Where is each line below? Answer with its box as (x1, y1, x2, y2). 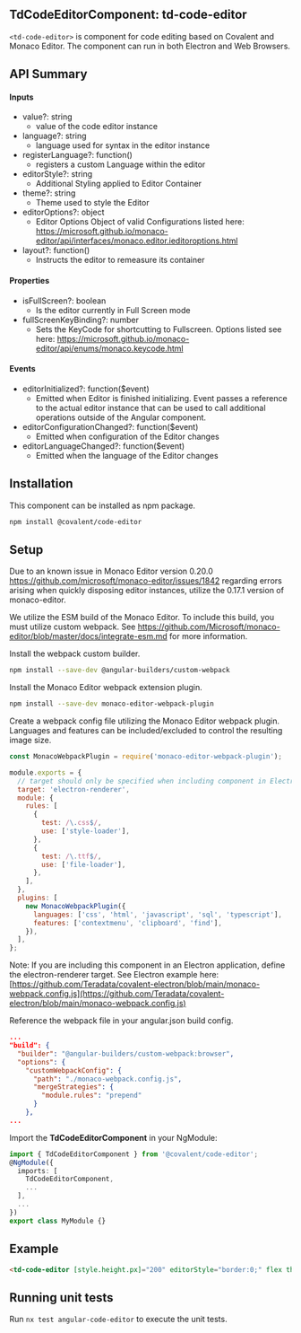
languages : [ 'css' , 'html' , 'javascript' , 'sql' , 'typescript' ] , (32, 910, 282, 919)
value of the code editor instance (35, 121, 159, 132)
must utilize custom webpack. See (9, 621, 136, 632)
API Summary (9, 66, 88, 82)
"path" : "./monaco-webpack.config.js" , (32, 1074, 182, 1083)
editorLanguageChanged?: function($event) (21, 440, 185, 452)
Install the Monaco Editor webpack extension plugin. (9, 682, 203, 693)
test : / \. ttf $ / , (41, 852, 102, 861)
